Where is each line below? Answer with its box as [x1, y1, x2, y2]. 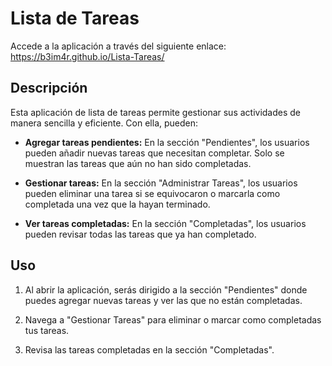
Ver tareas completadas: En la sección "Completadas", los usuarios [24, 217, 307, 229]
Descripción [10, 80, 88, 97]
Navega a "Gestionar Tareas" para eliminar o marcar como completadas [24, 313, 322, 326]
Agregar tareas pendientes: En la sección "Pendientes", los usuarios [24, 136, 310, 148]
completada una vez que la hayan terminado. [24, 198, 211, 210]
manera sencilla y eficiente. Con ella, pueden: [10, 117, 199, 129]
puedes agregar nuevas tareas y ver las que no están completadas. [24, 294, 303, 306]
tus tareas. [24, 324, 70, 336]
